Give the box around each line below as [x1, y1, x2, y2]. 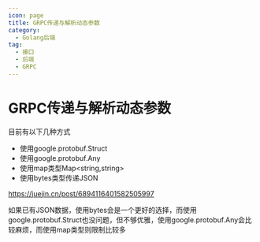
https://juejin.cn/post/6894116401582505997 [8, 188, 155, 198]
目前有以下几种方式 [8, 127, 71, 136]
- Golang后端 [15, 33, 56, 42]
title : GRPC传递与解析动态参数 [8, 19, 100, 27]
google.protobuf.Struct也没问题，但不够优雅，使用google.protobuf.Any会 [8, 214, 246, 225]
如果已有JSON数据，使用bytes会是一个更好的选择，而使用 [8, 205, 197, 214]
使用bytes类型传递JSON [19, 173, 98, 182]
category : [8, 26, 41, 34]
